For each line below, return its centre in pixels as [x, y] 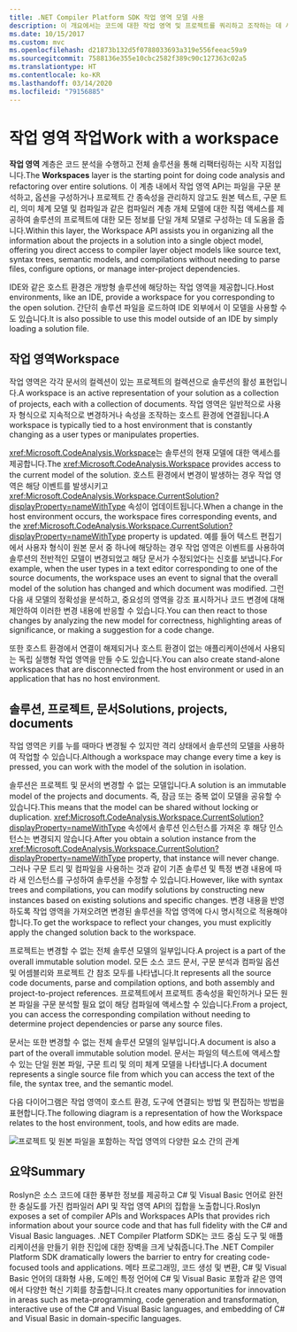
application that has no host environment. [85, 679]
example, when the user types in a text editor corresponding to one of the [144, 569]
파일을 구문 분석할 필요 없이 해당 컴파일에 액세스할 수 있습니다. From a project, [153, 1005]
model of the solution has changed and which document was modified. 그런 [147, 588]
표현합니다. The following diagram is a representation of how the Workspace [146, 1113]
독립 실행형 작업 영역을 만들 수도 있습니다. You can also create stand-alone [149, 659]
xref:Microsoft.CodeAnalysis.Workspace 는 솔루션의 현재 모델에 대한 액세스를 [145, 453]
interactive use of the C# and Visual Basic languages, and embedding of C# [147, 1309]
